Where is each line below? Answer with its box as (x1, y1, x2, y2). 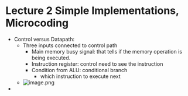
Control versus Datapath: (13, 35, 74, 42)
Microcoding (5, 16, 69, 30)
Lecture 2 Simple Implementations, (5, 4, 179, 17)
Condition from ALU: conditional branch (31, 66, 128, 73)
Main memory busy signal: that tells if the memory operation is (31, 48, 183, 55)
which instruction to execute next (40, 73, 121, 80)
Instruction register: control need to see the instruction (31, 60, 163, 67)
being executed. (31, 54, 71, 61)
